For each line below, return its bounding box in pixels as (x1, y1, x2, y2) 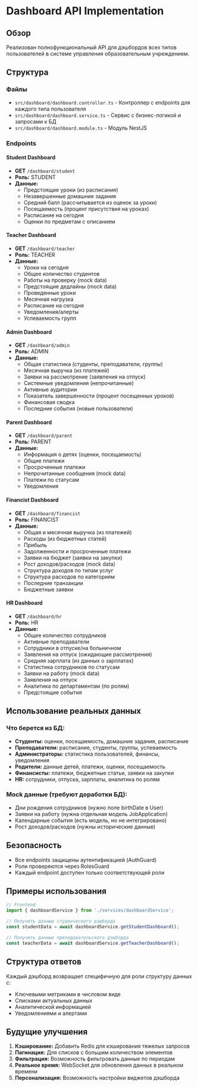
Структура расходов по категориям (23, 573, 115, 580)
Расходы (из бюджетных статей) (23, 535, 107, 542)
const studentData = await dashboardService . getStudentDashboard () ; (6, 924, 180, 930)
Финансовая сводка (23, 399, 75, 406)
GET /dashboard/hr (14, 612, 62, 620)
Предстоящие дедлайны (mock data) (23, 283, 117, 290)
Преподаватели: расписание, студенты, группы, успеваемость (14, 744, 177, 751)
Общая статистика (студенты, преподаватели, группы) (23, 361, 164, 368)
